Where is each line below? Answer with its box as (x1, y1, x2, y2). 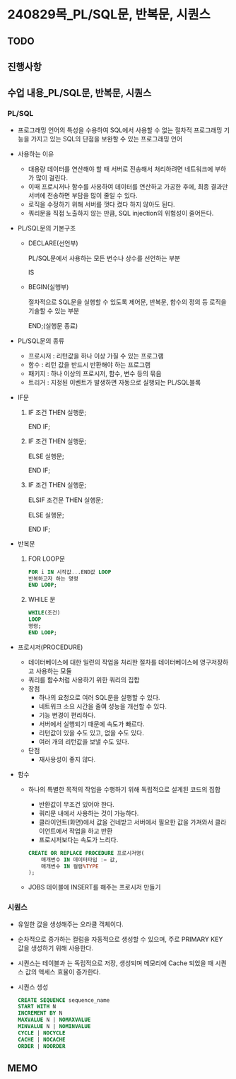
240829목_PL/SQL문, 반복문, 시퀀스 (7, 6, 211, 23)
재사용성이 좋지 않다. (38, 754, 96, 764)
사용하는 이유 (17, 149, 54, 158)
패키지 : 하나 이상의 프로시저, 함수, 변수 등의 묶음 (28, 369, 162, 378)
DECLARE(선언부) (28, 238, 79, 247)
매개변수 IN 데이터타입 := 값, (41, 856, 119, 863)
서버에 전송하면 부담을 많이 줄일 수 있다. (28, 191, 138, 199)
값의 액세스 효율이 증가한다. (25, 967, 101, 976)
